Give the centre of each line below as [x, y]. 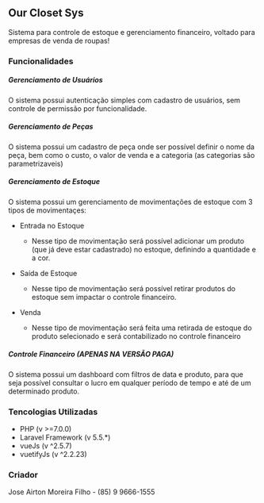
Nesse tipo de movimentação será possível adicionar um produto [138, 240]
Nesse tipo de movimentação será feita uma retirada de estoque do [142, 328]
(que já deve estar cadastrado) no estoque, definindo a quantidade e [143, 249]
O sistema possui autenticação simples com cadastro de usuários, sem [124, 100]
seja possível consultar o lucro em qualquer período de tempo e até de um [130, 382]
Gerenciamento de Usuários [55, 80]
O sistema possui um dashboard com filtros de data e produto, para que [126, 374]
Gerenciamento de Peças [51, 127]
